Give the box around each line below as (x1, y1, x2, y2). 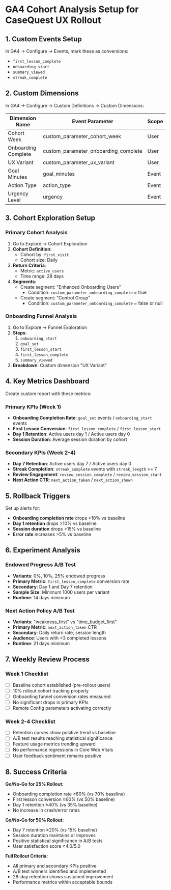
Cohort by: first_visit (20, 251, 69, 258)
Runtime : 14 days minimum (12, 594, 70, 600)
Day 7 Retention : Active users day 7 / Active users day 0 (12, 461, 131, 467)
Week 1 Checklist (5, 671, 49, 678)
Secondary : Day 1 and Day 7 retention (12, 583, 93, 590)
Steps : (12, 329, 27, 336)
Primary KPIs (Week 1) (5, 403, 62, 410)
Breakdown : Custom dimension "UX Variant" (12, 362, 107, 368)
